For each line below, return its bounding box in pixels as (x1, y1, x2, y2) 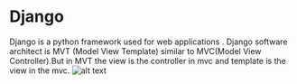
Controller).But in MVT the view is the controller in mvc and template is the (9, 55, 286, 66)
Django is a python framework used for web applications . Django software (9, 36, 288, 47)
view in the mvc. (9, 65, 70, 76)
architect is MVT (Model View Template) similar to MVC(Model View (9, 45, 262, 56)
